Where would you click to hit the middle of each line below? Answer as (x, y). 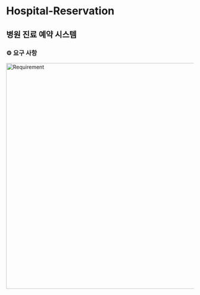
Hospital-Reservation (60, 11)
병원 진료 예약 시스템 (41, 34)
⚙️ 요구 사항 (22, 53)
